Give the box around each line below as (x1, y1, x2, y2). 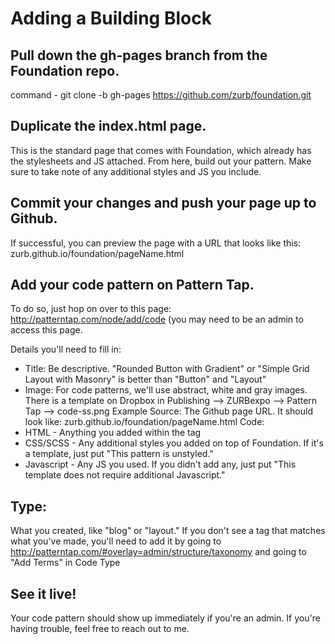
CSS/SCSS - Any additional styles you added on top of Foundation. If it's (24, 437, 324, 449)
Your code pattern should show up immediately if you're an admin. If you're (10, 612, 321, 624)
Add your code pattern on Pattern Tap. (10, 277, 255, 294)
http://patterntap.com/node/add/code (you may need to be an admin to (10, 313, 304, 326)
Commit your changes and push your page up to (10, 195, 317, 212)
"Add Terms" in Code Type (10, 557, 121, 569)
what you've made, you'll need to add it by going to (10, 535, 222, 547)
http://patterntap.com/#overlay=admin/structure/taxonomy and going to (10, 546, 307, 558)
